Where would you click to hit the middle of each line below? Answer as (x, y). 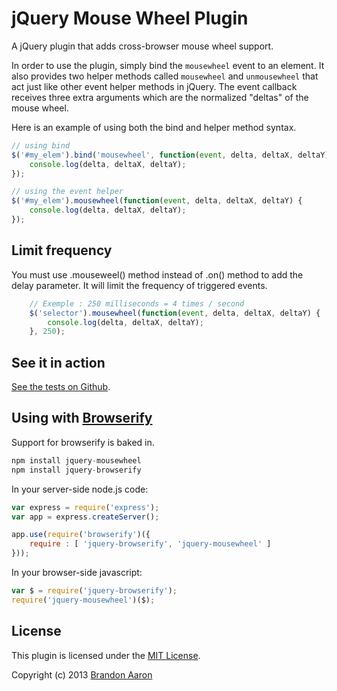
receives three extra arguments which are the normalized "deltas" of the (160, 97)
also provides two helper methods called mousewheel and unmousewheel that (165, 76)
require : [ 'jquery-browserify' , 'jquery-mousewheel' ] (150, 544)
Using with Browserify (82, 418)
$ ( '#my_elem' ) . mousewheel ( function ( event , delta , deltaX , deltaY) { (157, 201)
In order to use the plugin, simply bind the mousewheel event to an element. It (168, 65)
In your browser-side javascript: (77, 572)
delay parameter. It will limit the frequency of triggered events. (139, 285)
